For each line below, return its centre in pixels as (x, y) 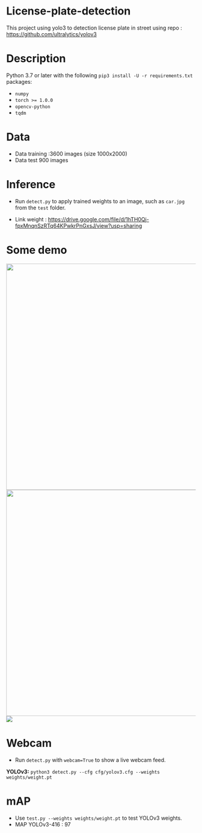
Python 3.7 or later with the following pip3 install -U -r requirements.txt (100, 75)
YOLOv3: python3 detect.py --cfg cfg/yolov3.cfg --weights (83, 771)
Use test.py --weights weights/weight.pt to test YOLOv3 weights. (98, 818)
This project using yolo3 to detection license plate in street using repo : (94, 28)
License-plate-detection (69, 11)
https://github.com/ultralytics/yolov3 (52, 34)
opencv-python (32, 107)
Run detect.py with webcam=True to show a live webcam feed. (90, 760)
